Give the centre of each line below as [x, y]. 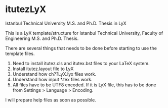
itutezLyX [26, 9]
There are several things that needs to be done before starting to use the [81, 48]
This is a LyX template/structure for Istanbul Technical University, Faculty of [84, 33]
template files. [20, 53]
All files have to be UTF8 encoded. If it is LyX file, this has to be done [84, 85]
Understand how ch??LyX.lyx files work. [54, 74]
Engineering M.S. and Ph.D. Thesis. [42, 38]
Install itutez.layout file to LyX [43, 69]
